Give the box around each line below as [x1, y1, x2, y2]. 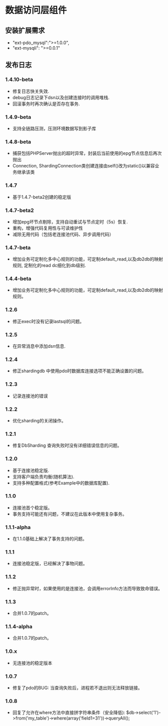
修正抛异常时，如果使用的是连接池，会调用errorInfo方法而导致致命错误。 [12, 585, 163, 591]
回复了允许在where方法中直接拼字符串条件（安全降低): [12, 709, 125, 715]
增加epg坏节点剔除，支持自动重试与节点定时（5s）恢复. [12, 218, 128, 224]
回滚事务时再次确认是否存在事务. [12, 101, 80, 107]
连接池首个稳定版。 [12, 505, 53, 511]
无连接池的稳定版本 [12, 660, 53, 666]
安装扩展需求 [5, 26, 45, 35]
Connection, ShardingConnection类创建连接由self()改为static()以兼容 [12, 163, 155, 169]
